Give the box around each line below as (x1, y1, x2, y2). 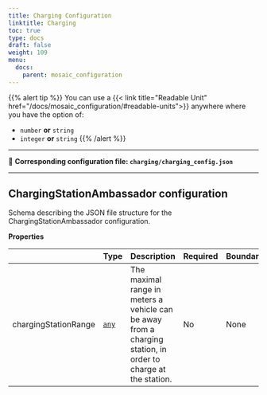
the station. (130, 373, 172, 385)
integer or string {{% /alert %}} (19, 133, 126, 143)
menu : (8, 57, 26, 65)
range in (130, 284, 161, 295)
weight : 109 (8, 49, 48, 57)
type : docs (8, 33, 44, 42)
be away (130, 314, 162, 325)
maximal (130, 274, 162, 285)
